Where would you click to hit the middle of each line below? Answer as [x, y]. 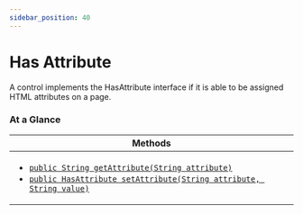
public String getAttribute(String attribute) [131, 168]
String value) [60, 188]
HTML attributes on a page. [60, 96]
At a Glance [35, 120]
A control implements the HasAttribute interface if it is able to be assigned [147, 87]
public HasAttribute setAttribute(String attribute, [145, 179]
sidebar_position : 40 [50, 18]
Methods [151, 143]
